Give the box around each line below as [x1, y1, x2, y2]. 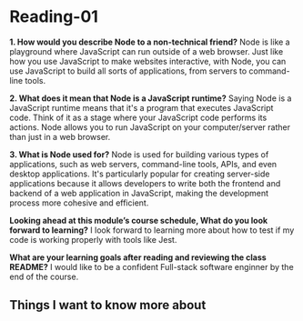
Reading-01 [9, 6, 98, 27]
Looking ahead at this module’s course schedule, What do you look [9, 215, 268, 226]
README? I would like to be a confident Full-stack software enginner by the [9, 261, 294, 272]
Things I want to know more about [9, 297, 207, 313]
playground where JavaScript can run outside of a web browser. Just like [9, 45, 284, 56]
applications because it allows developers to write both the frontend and [9, 177, 281, 188]
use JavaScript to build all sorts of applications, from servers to [9, 65, 247, 76]
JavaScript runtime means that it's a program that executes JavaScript [9, 102, 274, 113]
